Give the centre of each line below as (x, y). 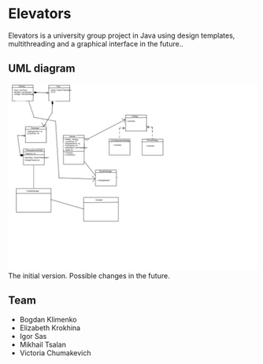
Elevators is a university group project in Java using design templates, (122, 35)
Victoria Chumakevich (55, 353)
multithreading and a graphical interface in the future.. (96, 43)
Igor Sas (33, 336)
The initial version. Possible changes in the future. (89, 275)
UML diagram (42, 69)
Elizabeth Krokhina (50, 328)
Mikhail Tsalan (43, 344)
